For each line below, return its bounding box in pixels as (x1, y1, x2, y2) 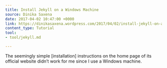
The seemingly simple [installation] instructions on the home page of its (5, 53, 152, 59)
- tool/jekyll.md (5, 35, 41, 40)
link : (5, 21, 16, 26)
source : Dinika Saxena (5, 12, 52, 17)
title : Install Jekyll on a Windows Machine (5, 7, 99, 12)
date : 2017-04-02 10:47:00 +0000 (5, 16, 75, 21)
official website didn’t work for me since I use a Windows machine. (5, 58, 142, 64)
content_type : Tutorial (5, 26, 55, 31)
